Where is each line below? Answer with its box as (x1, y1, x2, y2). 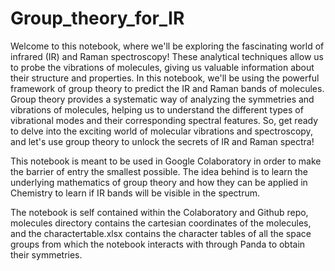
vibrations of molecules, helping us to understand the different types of (10, 103, 304, 116)
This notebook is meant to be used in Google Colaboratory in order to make (10, 155, 322, 167)
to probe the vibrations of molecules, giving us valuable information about (10, 61, 315, 73)
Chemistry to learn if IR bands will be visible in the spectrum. (10, 187, 261, 199)
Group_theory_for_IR (10, 7, 185, 30)
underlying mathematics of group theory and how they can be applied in (10, 176, 308, 188)
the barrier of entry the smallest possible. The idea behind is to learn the (10, 165, 308, 177)
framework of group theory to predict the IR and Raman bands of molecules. (10, 82, 325, 94)
